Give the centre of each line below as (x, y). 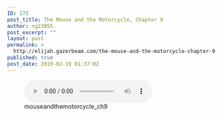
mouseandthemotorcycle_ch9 (66, 106)
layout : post (26, 39)
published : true (30, 58)
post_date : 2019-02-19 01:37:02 (53, 64)
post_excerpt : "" (32, 32)
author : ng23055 (30, 26)
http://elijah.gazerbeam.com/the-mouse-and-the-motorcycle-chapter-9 (114, 52)
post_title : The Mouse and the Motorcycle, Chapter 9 (85, 20)
